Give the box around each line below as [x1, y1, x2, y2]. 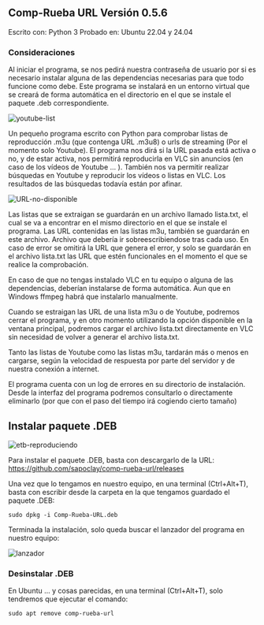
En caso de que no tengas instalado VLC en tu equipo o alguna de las [8, 275, 234, 285]
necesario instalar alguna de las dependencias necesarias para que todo [8, 73, 244, 83]
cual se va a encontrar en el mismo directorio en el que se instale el [8, 218, 227, 228]
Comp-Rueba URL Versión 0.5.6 [8, 6, 168, 20]
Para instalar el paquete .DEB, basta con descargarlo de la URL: [8, 455, 215, 464]
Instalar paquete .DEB [8, 419, 117, 433]
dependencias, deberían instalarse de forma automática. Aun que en [8, 284, 231, 293]
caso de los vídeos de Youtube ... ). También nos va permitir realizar [8, 162, 229, 172]
